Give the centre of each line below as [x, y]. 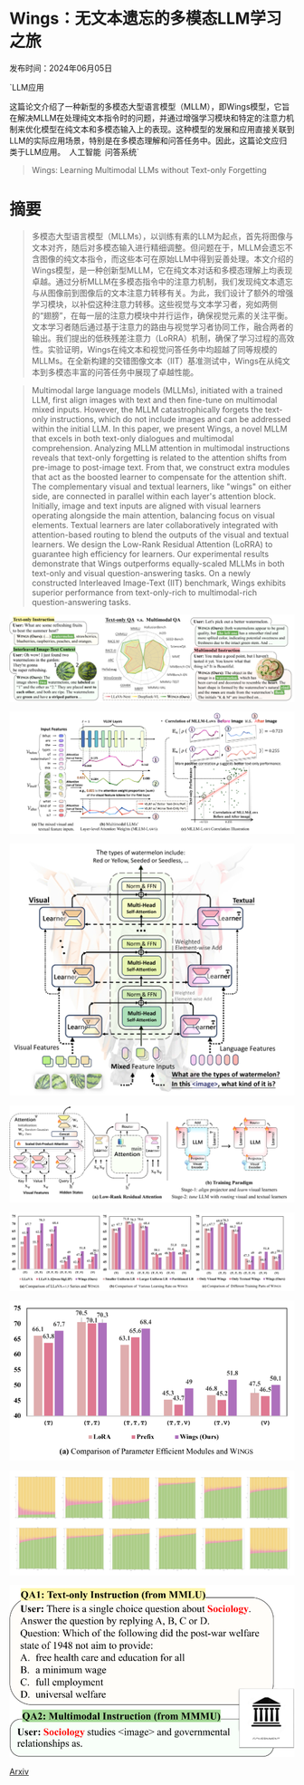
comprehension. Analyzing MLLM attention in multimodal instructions [161, 448]
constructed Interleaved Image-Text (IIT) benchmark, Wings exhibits [159, 583]
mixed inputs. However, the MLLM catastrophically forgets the [147, 410]
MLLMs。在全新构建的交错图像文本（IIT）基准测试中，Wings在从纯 [157, 361]
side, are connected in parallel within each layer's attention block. [154, 496]
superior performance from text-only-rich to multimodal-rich [144, 592]
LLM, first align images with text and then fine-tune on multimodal [154, 400]
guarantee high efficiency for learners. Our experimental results [150, 554]
